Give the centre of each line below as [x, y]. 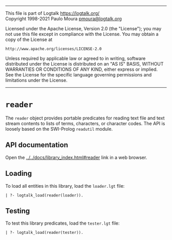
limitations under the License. [36, 80]
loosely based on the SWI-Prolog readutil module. [59, 129]
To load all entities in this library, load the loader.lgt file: [65, 186]
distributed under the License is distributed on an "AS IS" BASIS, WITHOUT [84, 64]
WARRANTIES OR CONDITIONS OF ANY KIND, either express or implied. [81, 69]
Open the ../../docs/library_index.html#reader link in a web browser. [76, 157]
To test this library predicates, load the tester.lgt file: [62, 223]
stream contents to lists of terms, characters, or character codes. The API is [85, 123]
